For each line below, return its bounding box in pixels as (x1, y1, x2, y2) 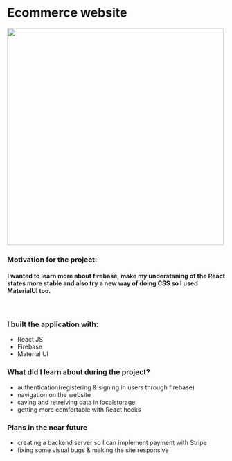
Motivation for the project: (7, 255, 98, 265)
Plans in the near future (7, 422, 88, 432)
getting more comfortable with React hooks (17, 405, 141, 414)
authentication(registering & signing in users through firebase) (17, 383, 195, 392)
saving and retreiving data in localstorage (17, 398, 136, 406)
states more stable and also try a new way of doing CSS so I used (7, 279, 199, 287)
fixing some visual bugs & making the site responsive (17, 446, 169, 454)
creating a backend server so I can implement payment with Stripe (17, 438, 208, 446)
